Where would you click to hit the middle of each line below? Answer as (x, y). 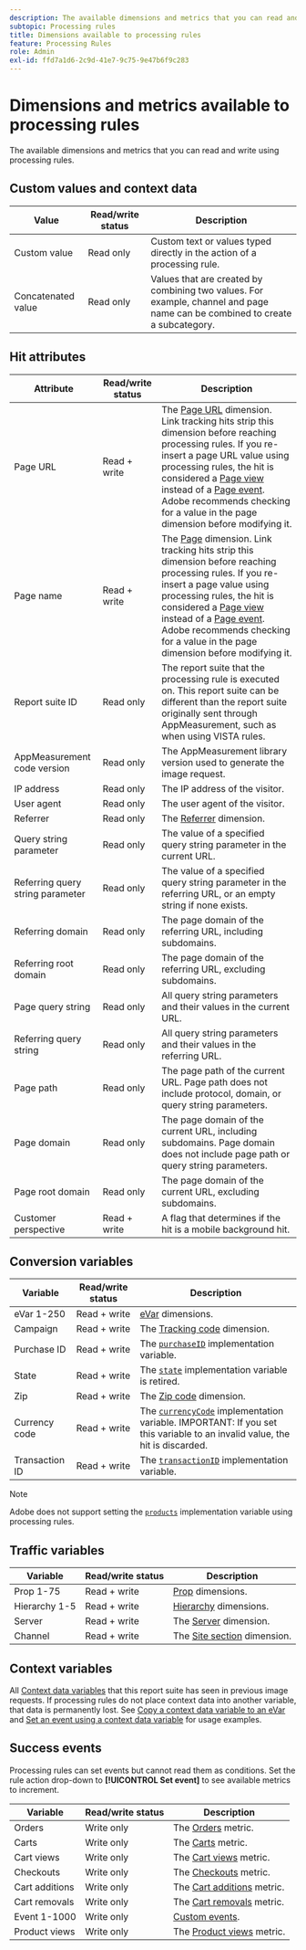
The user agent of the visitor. (223, 803)
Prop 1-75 (37, 1592)
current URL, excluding (210, 1191)
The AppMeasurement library (224, 751)
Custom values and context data (103, 189)
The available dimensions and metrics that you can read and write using (144, 150)
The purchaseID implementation (207, 1344)
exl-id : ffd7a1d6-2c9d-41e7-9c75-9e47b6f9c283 (99, 60)
